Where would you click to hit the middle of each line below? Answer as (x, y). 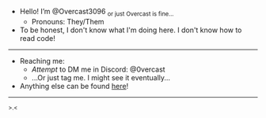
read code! (37, 38)
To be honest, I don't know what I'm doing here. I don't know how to (131, 30)
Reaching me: (42, 61)
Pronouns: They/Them (68, 21)
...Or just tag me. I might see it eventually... (101, 77)
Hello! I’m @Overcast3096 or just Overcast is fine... (97, 13)
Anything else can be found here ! (74, 86)
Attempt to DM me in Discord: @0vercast (98, 69)
